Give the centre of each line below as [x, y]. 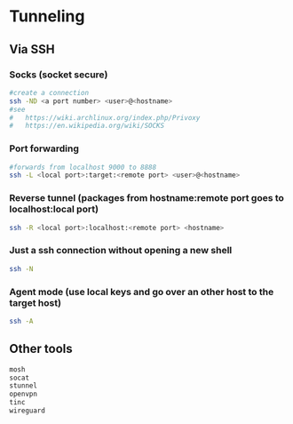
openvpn [24, 394]
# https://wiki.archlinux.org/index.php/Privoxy [105, 117]
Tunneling [47, 16]
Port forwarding [44, 148]
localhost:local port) [54, 209]
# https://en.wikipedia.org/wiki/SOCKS [87, 126]
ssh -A [21, 321]
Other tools [41, 349]
